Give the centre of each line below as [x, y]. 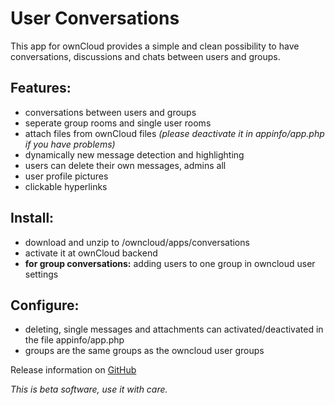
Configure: [45, 305]
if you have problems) [70, 144]
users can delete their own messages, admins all [125, 165]
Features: [41, 88]
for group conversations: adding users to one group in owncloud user [170, 263]
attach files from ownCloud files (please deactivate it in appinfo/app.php [174, 133]
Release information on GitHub [73, 370]
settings [41, 274]
